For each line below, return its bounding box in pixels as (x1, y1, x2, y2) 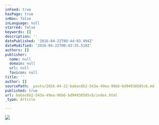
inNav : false (5, 16, 31, 21)
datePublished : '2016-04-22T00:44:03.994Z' (5, 39, 94, 44)
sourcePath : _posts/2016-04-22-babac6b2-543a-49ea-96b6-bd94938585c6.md (5, 83, 155, 89)
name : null (9, 57, 31, 62)
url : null (9, 66, 29, 71)
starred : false (5, 25, 36, 30)
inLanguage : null (5, 20, 40, 26)
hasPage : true (5, 12, 34, 16)
